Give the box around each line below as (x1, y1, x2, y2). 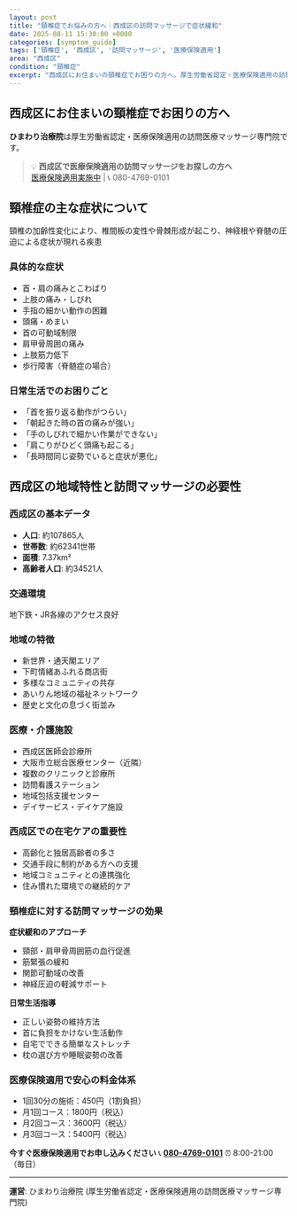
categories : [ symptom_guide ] (9, 37, 117, 47)
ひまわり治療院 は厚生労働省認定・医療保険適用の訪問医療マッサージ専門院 (9, 130, 280, 142)
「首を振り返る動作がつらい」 (21, 406, 131, 417)
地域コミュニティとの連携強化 (21, 869, 131, 880)
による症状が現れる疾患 (16, 237, 103, 247)
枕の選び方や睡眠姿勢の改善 (21, 1049, 124, 1060)
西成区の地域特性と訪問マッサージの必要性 (9, 479, 241, 495)
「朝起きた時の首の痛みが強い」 (21, 417, 139, 428)
